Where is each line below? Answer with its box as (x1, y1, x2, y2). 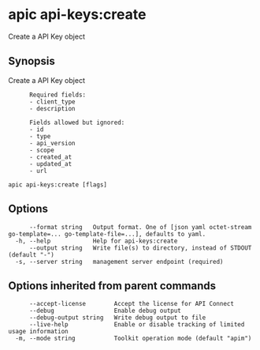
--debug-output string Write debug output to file (28, 314, 206, 322)
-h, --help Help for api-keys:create (15, 237, 178, 245)
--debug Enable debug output (28, 307, 181, 315)
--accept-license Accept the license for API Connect (28, 300, 235, 308)
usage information (8, 328, 69, 336)
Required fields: (28, 91, 87, 99)
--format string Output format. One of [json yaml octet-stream (28, 223, 252, 231)
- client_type (28, 97, 76, 106)
